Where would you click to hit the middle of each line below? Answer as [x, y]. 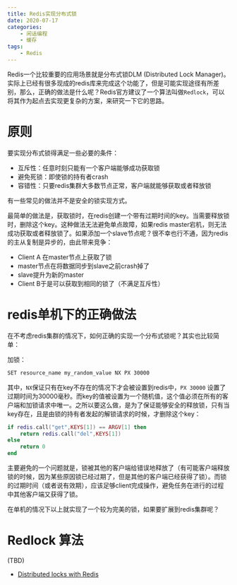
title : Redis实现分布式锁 [42, 14]
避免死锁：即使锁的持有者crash [63, 177]
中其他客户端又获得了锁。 [44, 494]
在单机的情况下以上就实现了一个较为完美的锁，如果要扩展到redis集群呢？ [114, 509]
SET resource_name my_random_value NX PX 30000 [79, 373]
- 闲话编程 [34, 34]
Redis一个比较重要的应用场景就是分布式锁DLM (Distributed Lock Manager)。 [119, 74]
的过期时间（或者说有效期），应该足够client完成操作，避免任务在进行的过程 [116, 485]
